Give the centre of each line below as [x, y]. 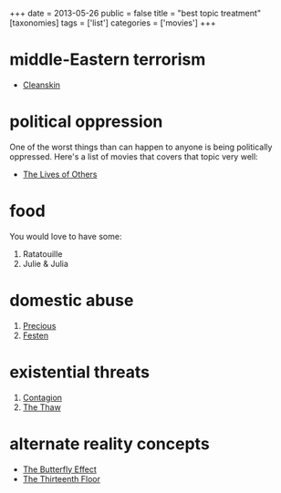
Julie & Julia [45, 263]
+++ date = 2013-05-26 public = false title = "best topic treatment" [135, 13]
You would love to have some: [66, 236]
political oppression [86, 122]
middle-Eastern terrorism [108, 60]
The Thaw [42, 407]
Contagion [42, 397]
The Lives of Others [60, 174]
